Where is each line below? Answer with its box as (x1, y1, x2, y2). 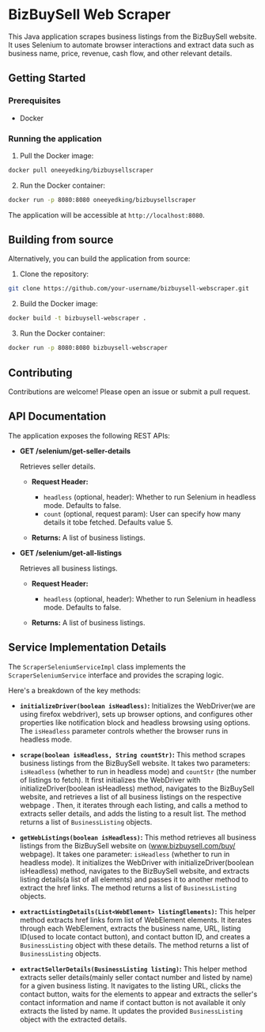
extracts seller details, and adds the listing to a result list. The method (19, 809, 247, 818)
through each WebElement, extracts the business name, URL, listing (19, 924, 241, 933)
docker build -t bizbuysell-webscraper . (8, 314, 147, 322)
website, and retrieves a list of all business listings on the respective (19, 791, 242, 801)
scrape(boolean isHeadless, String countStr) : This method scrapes (19, 749, 246, 759)
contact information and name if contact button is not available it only (19, 997, 247, 1007)
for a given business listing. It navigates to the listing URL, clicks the (19, 981, 241, 990)
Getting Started (8, 71, 86, 85)
